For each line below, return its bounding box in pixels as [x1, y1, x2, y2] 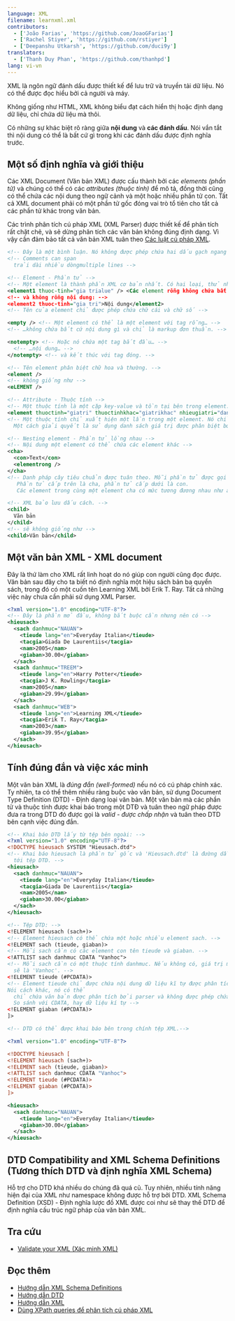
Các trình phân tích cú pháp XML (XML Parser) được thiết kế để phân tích [7, 220, 219, 229]
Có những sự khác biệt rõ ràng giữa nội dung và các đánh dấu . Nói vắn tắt [7, 123, 222, 131]
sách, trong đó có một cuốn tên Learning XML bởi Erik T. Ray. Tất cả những [7, 585, 224, 593]
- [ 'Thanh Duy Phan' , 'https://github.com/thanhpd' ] [13, 56, 171, 63]
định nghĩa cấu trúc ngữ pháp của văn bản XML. [7, 1206, 147, 1214]
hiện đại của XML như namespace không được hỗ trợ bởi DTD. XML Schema [7, 1191, 227, 1199]
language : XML [7, 10, 49, 17]
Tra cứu [7, 1226, 42, 1238]
